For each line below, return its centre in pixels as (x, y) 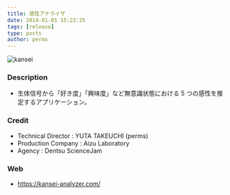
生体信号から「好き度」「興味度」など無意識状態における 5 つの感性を (117, 93)
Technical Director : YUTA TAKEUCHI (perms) (83, 136)
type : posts (24, 33)
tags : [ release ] (31, 26)
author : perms (28, 40)
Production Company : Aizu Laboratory (74, 143)
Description (28, 77)
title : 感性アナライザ (37, 14)
